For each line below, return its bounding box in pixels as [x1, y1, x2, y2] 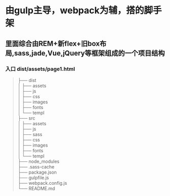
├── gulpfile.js [17, 174, 49, 181]
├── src [17, 115, 36, 121]
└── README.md [17, 185, 55, 191]
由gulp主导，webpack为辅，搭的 [5, 5, 145, 16]
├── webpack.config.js [17, 180, 67, 186]
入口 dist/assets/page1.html [5, 65, 75, 72]
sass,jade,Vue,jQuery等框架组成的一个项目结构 [14, 49, 165, 58]
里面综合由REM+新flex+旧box [5, 39, 100, 48]
